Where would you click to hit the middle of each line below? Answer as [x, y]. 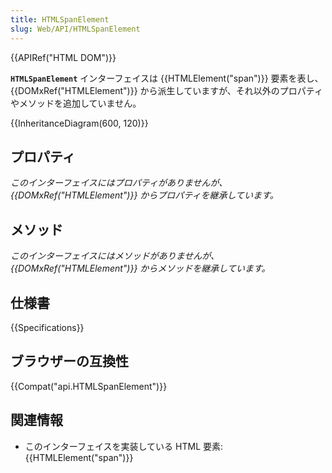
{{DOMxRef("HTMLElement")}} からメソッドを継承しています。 [140, 268]
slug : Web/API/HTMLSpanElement [75, 29]
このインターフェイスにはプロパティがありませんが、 [119, 183]
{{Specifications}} [47, 327]
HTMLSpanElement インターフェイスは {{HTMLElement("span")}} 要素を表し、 [167, 78]
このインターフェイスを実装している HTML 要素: [124, 446]
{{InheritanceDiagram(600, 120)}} [79, 123]
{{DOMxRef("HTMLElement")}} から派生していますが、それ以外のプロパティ [167, 90]
